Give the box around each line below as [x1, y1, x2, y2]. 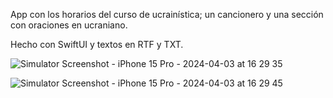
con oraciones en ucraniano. [10, 19, 128, 31]
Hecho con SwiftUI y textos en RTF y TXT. [10, 39, 184, 50]
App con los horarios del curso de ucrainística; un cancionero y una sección [10, 9, 324, 20]
